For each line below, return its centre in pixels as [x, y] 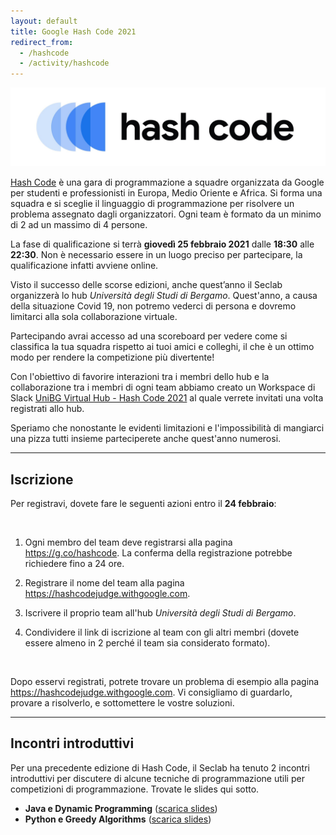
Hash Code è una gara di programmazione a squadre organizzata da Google [167, 182]
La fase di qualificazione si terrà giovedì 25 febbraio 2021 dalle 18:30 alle [162, 244]
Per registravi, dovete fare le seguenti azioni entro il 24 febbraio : [143, 503]
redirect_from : [42, 42]
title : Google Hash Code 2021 [73, 31]
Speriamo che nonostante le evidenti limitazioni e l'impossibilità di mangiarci [167, 428]
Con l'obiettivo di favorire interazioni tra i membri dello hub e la [140, 377]
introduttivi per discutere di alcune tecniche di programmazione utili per [157, 778]
